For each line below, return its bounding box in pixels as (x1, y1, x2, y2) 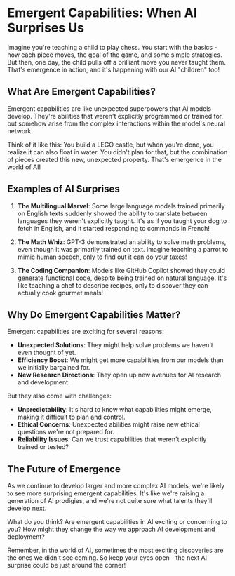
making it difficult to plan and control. (17, 413, 126, 422)
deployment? (7, 533, 46, 541)
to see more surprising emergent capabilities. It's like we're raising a (7, 489, 205, 497)
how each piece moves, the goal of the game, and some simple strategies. (7, 51, 222, 59)
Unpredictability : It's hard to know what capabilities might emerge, (17, 406, 212, 414)
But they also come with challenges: (7, 391, 112, 401)
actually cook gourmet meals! (17, 288, 104, 297)
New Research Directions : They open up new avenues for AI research (17, 370, 222, 380)
